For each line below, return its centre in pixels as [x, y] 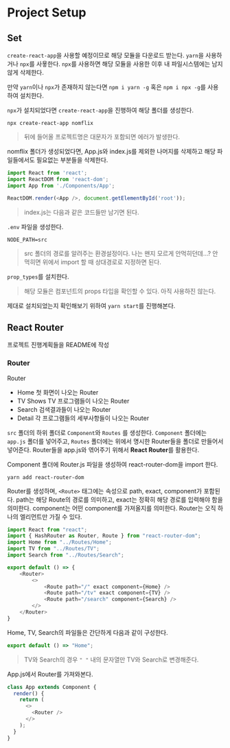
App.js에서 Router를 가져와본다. [50, 674]
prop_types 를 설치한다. [38, 277]
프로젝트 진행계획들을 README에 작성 [58, 345]
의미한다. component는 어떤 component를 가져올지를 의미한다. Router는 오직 [112, 508]
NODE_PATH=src [27, 239]
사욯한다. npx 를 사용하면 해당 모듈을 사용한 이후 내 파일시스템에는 [124, 64]
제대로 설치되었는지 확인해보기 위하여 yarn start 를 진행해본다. [91, 305]
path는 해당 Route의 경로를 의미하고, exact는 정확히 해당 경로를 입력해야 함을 [119, 500]
